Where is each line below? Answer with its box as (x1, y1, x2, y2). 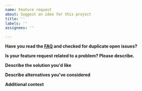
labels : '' (5, 21, 28, 26)
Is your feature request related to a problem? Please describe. (5, 53, 135, 59)
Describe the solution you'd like (5, 62, 71, 68)
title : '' (5, 16, 26, 21)
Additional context (5, 82, 44, 88)
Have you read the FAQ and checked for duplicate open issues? (5, 43, 138, 49)
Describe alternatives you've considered (5, 72, 91, 78)
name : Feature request (5, 7, 52, 12)
